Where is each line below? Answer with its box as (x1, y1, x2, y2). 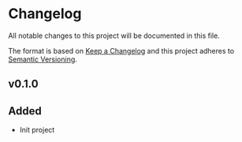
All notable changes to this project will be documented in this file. (8, 31, 221, 40)
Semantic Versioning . (8, 54, 77, 64)
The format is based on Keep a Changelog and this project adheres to (8, 46, 235, 55)
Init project (19, 125, 55, 135)
